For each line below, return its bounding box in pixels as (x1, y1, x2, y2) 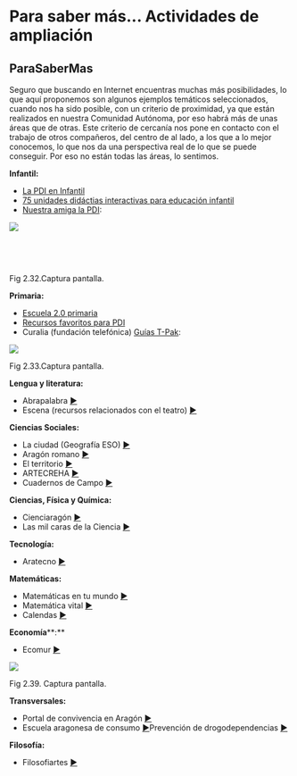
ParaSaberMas (9, 61, 94, 76)
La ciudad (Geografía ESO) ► (21, 439, 131, 450)
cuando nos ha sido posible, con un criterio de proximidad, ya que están (9, 104, 275, 113)
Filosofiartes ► (21, 757, 78, 767)
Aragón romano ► (21, 449, 89, 459)
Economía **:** (9, 627, 65, 638)
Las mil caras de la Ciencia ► (21, 522, 131, 532)
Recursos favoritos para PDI (21, 317, 126, 328)
